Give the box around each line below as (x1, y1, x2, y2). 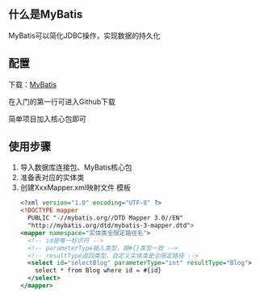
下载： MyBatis (8, 79, 57, 89)
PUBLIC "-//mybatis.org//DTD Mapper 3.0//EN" (27, 214, 183, 222)
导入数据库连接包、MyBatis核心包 (19, 162, 132, 172)
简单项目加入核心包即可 (8, 114, 86, 124)
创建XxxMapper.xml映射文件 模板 (19, 183, 132, 192)
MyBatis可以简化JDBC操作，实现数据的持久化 (8, 31, 161, 40)
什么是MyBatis (8, 7, 83, 22)
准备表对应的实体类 (19, 173, 85, 183)
